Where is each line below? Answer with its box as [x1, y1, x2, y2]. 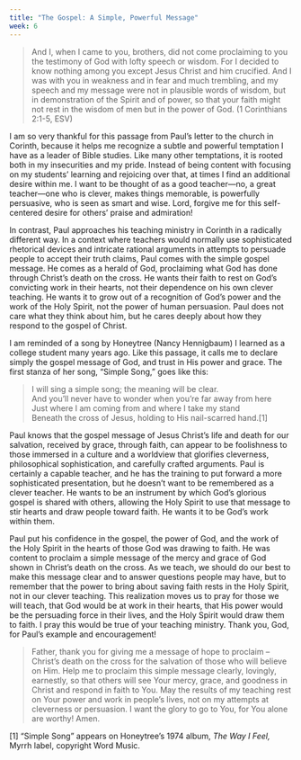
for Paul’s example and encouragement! [9, 629, 157, 639]
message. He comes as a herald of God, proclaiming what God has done [9, 263, 279, 273]
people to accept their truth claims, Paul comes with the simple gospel [9, 253, 270, 264]
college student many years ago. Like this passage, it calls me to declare [9, 347, 279, 358]
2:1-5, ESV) [31, 113, 74, 124]
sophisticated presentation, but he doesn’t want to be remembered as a [9, 478, 274, 488]
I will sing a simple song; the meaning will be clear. [31, 383, 219, 394]
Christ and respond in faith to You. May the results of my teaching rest [31, 684, 292, 695]
